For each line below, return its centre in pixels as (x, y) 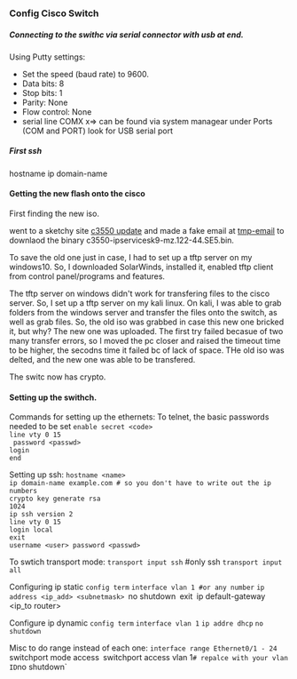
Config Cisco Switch (54, 13)
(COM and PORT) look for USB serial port (98, 131)
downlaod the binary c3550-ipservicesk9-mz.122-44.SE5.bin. (122, 240)
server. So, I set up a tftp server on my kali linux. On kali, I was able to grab (145, 303)
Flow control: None (57, 112)
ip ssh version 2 (41, 515)
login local (31, 530)
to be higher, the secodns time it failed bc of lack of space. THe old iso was (147, 350)
